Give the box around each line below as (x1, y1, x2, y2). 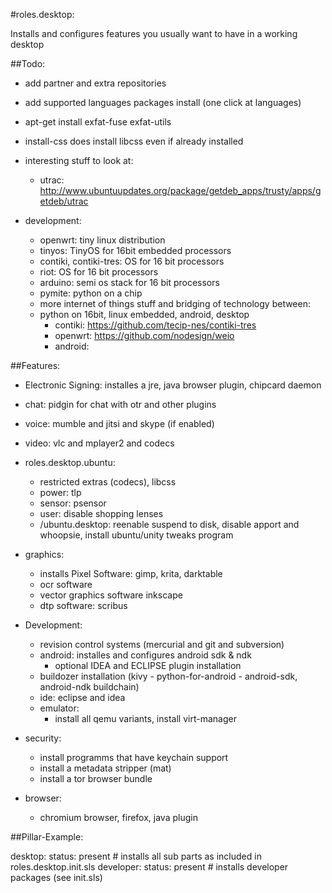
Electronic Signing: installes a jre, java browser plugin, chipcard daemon (24, 379, 322, 391)
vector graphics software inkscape (39, 589, 183, 601)
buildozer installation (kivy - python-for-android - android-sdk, (39, 670, 298, 682)
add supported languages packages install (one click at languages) (24, 97, 302, 108)
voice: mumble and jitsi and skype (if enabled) (24, 418, 215, 429)
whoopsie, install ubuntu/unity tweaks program (39, 529, 234, 541)
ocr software (39, 579, 93, 590)
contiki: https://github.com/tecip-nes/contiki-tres (54, 319, 257, 331)
